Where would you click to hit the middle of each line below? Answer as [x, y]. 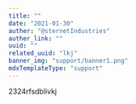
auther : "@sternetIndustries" [59, 31]
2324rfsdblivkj [33, 91]
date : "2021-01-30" [41, 23]
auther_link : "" [36, 38]
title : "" [25, 16]
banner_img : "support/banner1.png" [68, 61]
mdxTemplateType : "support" [56, 69]
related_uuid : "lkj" [43, 53]
